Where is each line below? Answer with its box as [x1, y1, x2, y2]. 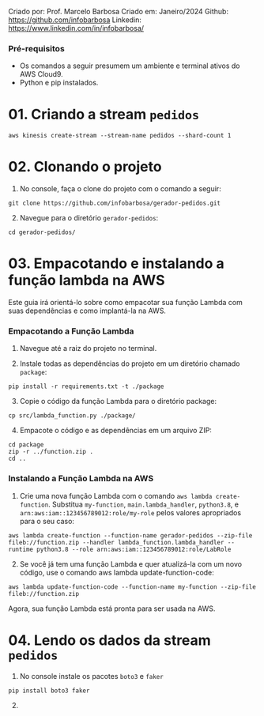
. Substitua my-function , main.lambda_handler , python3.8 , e [48, 499, 239, 509]
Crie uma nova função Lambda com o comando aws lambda [19, 491, 213, 500]
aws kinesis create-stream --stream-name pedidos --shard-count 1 [8, 132, 232, 140]
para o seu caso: [19, 516, 75, 526]
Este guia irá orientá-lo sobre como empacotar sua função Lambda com [8, 298, 243, 307]
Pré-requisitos [8, 43, 65, 54]
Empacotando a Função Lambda [8, 326, 134, 337]
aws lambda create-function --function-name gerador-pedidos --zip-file [8, 531, 253, 540]
